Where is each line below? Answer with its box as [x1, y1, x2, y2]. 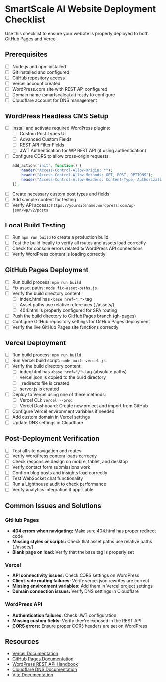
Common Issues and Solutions [5, 501, 102, 510]
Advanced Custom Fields [19, 136, 72, 142]
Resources [5, 637, 39, 646]
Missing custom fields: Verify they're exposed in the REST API [12, 617, 142, 623]
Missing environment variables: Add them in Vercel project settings [12, 583, 153, 589]
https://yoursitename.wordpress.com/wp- [51, 203, 136, 208]
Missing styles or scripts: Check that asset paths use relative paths [12, 539, 152, 544]
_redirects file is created [19, 380, 70, 386]
